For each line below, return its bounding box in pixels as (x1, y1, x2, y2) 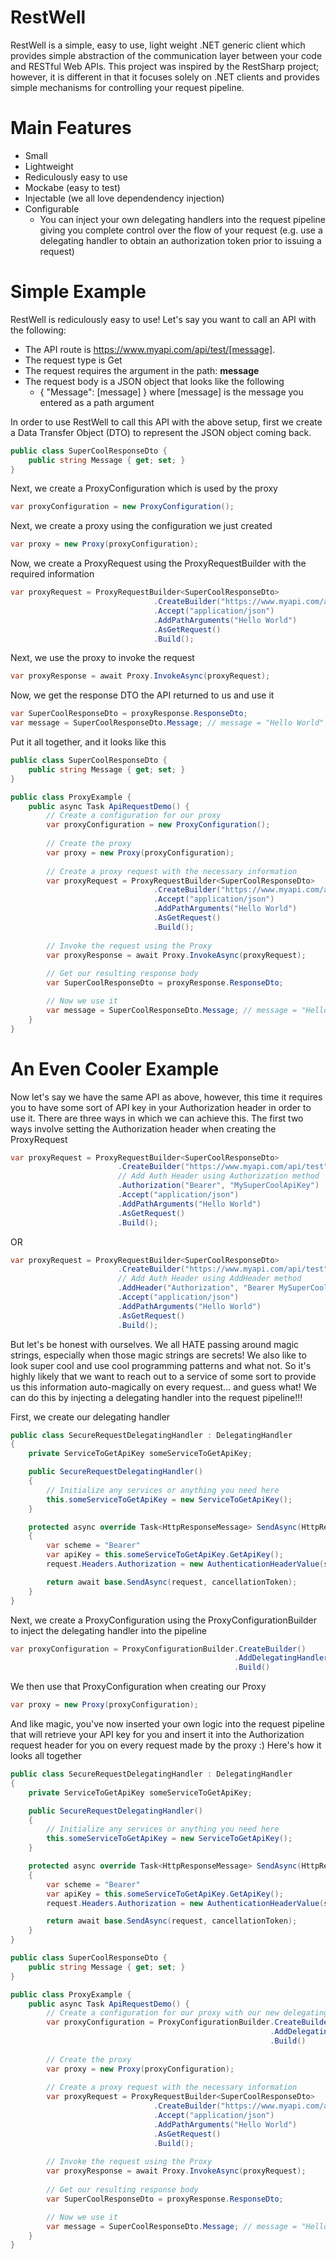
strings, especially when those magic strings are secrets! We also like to (10, 1349, 307, 1361)
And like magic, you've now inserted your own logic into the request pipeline (10, 1718, 325, 1730)
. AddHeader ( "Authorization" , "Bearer (117, 1283, 275, 1293)
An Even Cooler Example (10, 1057, 220, 1080)
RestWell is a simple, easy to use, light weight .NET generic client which (10, 39, 306, 51)
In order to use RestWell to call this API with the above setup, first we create (10, 416, 323, 428)
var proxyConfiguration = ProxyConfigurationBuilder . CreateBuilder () (10, 1644, 307, 1654)
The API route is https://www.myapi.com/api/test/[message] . (24, 343, 276, 355)
